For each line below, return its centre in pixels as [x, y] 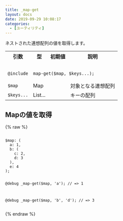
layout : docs [19, 14]
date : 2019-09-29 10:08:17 [33, 19]
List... [39, 95]
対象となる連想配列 [93, 86]
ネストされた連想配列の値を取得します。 [47, 43]
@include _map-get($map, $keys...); [51, 74]
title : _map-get [22, 10]
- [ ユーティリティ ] [27, 28]
